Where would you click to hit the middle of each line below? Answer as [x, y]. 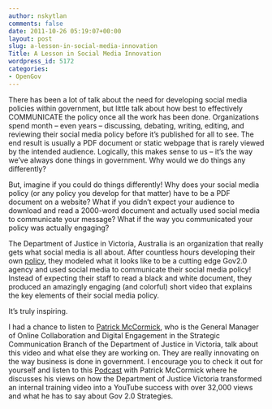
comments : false [36, 24]
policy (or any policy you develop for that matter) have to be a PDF [119, 193]
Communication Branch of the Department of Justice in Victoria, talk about [133, 344]
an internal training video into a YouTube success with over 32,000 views [131, 387]
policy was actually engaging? [59, 228]
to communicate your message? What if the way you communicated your [131, 219]
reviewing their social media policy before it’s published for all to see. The [131, 134]
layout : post [30, 39]
